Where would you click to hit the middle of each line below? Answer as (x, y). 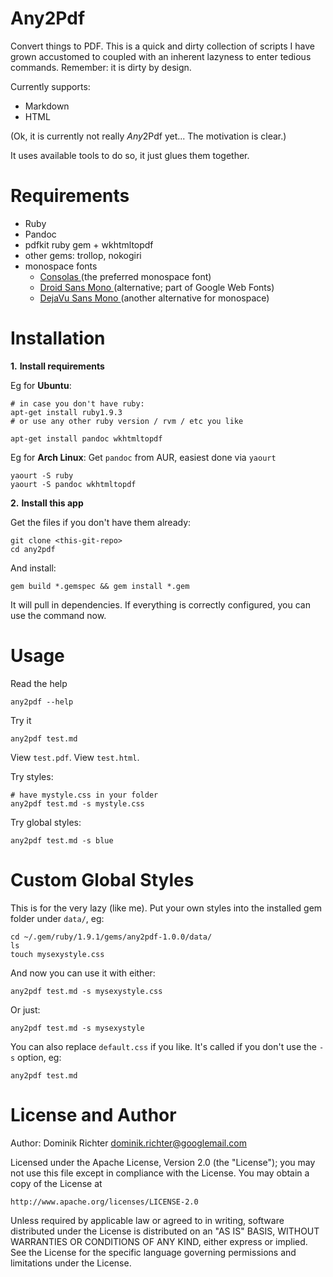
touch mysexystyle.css (57, 954)
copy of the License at (56, 1183)
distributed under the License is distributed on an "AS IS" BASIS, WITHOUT (165, 1231)
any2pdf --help (42, 702)
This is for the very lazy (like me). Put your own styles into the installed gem (166, 908)
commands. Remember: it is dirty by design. (101, 67)
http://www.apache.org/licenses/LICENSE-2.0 (104, 1202)
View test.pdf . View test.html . (75, 757)
